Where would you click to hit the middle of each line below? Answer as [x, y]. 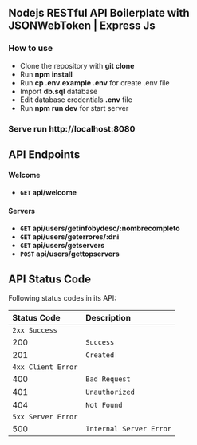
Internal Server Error [128, 429]
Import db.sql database [59, 91]
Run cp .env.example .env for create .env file [95, 82]
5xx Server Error [45, 417]
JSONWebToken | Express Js [82, 26]
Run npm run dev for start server [74, 108]
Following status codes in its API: [63, 298]
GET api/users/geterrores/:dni [69, 237]
